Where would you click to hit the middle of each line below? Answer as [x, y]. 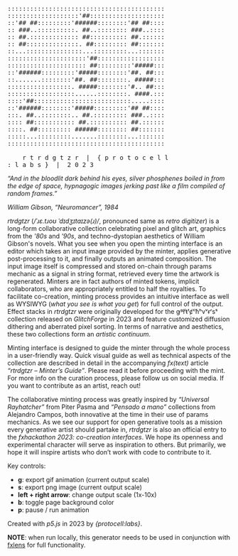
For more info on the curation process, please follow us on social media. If [116, 378]
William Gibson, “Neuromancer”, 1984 [63, 207]
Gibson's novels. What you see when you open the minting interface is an [115, 244]
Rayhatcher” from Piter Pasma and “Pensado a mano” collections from [112, 407]
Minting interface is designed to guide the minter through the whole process [119, 348]
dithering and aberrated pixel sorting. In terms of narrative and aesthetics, [115, 327]
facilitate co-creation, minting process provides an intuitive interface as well [118, 296]
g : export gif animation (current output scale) [83, 480]
